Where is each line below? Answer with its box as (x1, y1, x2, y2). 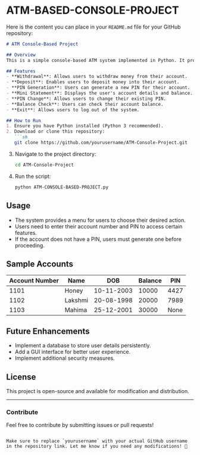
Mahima (64, 306, 87, 314)
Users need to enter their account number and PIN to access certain (14, 222, 183, 230)
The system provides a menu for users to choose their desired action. (14, 216, 186, 224)
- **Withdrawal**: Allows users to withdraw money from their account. (6, 74, 187, 80)
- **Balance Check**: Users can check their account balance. (6, 101, 164, 107)
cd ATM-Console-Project (14, 162, 74, 168)
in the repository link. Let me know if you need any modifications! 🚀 (6, 444, 187, 450)
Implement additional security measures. (14, 354, 115, 362)
